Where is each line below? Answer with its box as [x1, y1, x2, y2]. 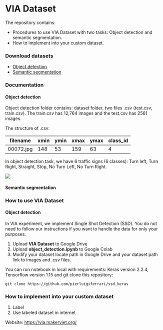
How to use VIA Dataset [5, 197, 64, 204]
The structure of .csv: [5, 125, 50, 131]
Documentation [5, 81, 44, 88]
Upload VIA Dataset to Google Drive [12, 241, 87, 247]
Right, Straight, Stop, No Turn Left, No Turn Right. [5, 163, 107, 170]
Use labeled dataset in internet [12, 309, 76, 315]
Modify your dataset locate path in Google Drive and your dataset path [12, 251, 158, 257]
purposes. [5, 231, 26, 237]
